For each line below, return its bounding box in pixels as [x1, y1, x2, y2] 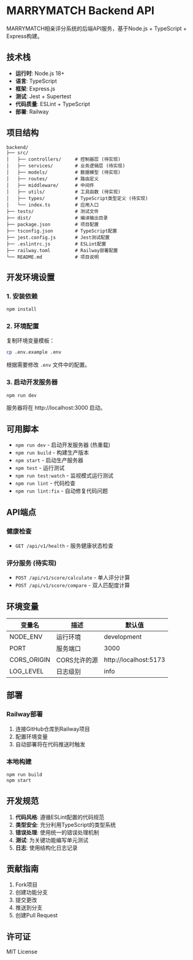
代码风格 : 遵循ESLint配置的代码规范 [15, 813, 105, 821]
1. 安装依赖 [6, 292, 38, 301]
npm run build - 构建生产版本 [15, 449, 89, 456]
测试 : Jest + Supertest [15, 93, 72, 100]
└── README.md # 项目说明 [6, 254, 99, 260]
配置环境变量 [15, 732, 48, 740]
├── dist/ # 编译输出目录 [6, 215, 108, 221]
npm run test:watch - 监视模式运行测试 [15, 472, 113, 479]
